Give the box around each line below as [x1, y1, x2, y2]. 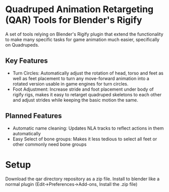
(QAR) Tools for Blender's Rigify [5, 14, 142, 26]
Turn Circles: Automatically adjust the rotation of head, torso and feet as [12, 70, 164, 76]
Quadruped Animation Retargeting [5, 4, 154, 15]
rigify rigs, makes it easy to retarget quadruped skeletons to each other [12, 91, 162, 97]
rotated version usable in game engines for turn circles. [12, 81, 128, 87]
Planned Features [5, 111, 62, 120]
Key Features [5, 57, 48, 65]
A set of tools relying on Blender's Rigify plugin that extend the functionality [5, 31, 163, 37]
